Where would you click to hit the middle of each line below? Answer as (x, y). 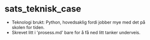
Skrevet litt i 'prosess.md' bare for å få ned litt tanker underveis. (76, 32)
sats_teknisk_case (43, 9)
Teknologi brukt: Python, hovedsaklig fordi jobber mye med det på (78, 22)
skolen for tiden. (28, 27)
